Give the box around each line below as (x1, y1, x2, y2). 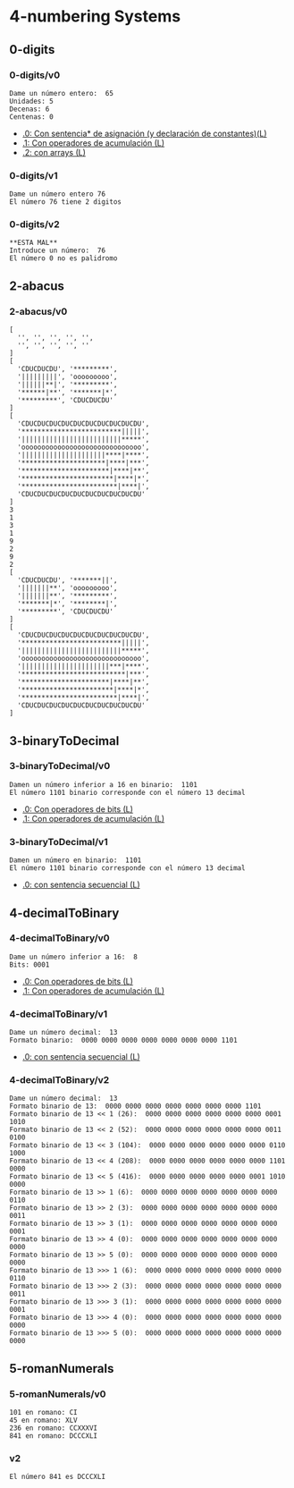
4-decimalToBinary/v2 (9, 1074, 110, 1086)
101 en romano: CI (9, 1408, 78, 1417)
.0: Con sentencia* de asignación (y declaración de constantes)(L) (21, 128, 267, 139)
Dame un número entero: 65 (9, 89, 114, 97)
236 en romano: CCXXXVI (9, 1424, 98, 1433)
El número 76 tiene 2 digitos (9, 198, 122, 207)
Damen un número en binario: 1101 (9, 856, 142, 865)
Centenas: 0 (9, 112, 54, 122)
